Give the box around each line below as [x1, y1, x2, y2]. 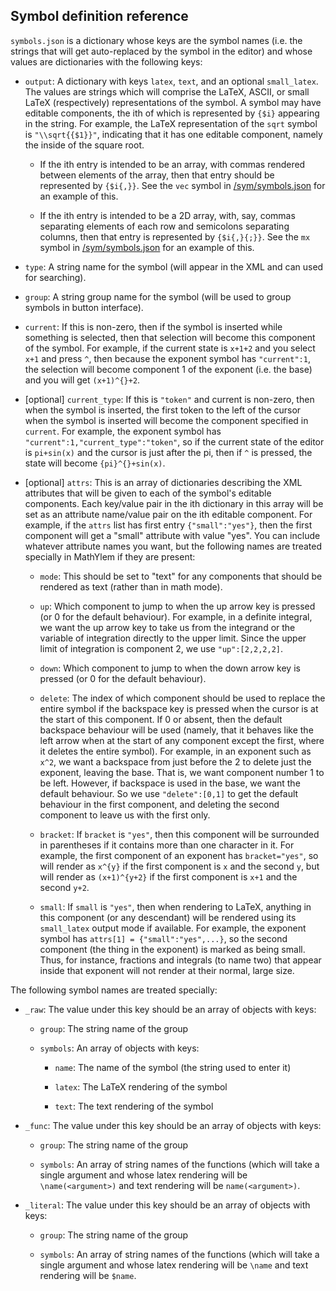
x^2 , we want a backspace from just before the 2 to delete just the [39, 755, 312, 768]
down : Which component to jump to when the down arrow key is [39, 662, 301, 674]
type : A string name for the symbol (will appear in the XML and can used [24, 260, 324, 273]
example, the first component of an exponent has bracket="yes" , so [39, 849, 319, 861]
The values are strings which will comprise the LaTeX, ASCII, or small [24, 85, 310, 98]
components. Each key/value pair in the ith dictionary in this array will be [24, 497, 324, 509]
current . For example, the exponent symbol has [24, 425, 222, 437]
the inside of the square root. [24, 139, 145, 151]
